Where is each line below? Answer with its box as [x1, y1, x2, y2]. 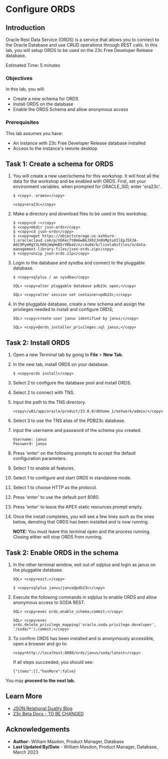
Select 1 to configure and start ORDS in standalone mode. [12, 475, 131, 481]
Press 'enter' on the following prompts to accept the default [12, 450, 136, 456]
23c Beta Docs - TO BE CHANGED [12, 710, 84, 716]
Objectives [5, 74, 33, 81]
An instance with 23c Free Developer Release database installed [12, 140, 146, 146]
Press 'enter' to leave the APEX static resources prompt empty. [12, 504, 143, 510]
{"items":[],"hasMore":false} [12, 669, 76, 674]
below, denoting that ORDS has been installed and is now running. [12, 519, 149, 525]
